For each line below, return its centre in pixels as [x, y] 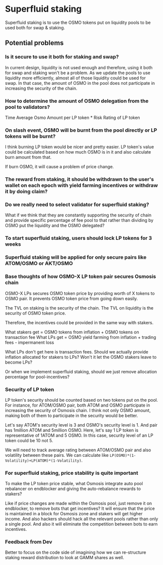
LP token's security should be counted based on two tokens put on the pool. [81, 400]
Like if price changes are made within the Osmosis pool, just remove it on [79, 504]
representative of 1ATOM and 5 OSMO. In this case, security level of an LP [79, 435]
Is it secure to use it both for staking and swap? [62, 57]
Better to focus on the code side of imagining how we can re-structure [76, 552]
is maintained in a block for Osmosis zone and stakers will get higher [74, 514]
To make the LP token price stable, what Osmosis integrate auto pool [74, 484]
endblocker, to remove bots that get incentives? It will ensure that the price [80, 508]
